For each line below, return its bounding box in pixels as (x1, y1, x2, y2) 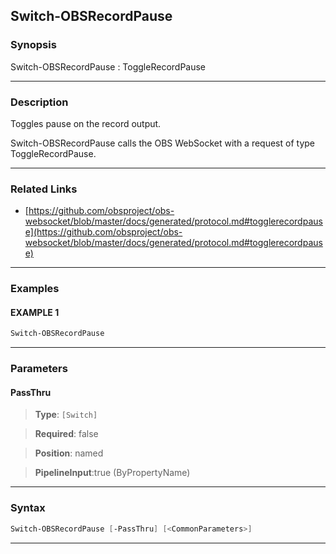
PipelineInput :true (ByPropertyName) (34, 467, 191, 479)
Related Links (10, 182, 78, 196)
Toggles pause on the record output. (10, 117, 162, 129)
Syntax (10, 501, 46, 515)
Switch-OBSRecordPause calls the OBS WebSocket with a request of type (10, 137, 315, 149)
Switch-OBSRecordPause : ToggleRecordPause (10, 60, 207, 73)
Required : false (34, 428, 99, 440)
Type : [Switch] (34, 409, 98, 421)
